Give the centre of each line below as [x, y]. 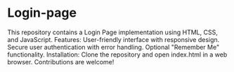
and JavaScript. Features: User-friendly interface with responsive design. [113, 39]
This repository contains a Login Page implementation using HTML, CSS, [112, 32]
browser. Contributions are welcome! [61, 62]
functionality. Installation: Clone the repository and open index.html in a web [117, 55]
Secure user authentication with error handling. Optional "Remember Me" [113, 47]
